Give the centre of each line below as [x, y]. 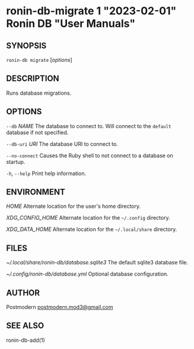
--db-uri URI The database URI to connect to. [62, 144]
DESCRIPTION [33, 79]
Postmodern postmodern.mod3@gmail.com [60, 307]
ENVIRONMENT [36, 192]
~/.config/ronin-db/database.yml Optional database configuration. [88, 274]
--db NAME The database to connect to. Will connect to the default [89, 126]
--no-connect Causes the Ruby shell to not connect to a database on [90, 155]
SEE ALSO [25, 326]
